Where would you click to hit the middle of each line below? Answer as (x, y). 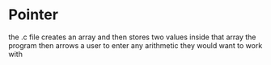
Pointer (34, 15)
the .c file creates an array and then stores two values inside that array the (132, 37)
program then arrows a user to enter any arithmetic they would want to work (135, 45)
